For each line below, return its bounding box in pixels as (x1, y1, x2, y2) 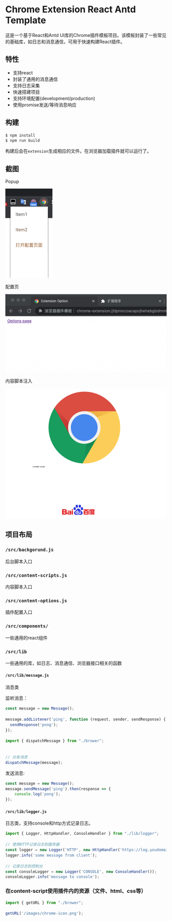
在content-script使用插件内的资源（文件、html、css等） (5, 888, 147, 895)
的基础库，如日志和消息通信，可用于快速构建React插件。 (5, 38, 125, 45)
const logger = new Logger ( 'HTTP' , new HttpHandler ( (5, 848, 120, 853)
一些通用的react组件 (5, 635, 48, 641)
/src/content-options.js (5, 598, 68, 603)
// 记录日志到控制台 (5, 864, 43, 869)
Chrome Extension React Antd (5, 4, 136, 15)
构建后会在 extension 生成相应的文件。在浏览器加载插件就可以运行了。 (5, 148, 152, 154)
